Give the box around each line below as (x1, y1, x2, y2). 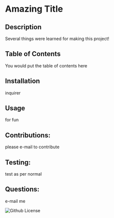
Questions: (5, 185, 40, 194)
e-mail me (5, 198, 25, 204)
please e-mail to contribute (5, 144, 60, 150)
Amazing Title (5, 3, 63, 15)
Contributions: (5, 131, 50, 139)
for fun (5, 117, 19, 123)
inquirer (5, 90, 21, 96)
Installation (5, 77, 40, 85)
